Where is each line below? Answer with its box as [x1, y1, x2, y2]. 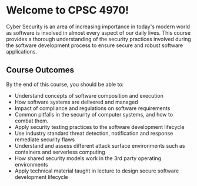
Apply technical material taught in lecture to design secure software [14, 167, 179, 174]
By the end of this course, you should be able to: [6, 81, 124, 88]
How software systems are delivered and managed [14, 98, 138, 105]
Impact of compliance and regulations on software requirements [14, 104, 171, 112]
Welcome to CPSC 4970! [6, 4, 129, 17]
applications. [6, 48, 37, 55]
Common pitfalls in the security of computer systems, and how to [14, 111, 173, 118]
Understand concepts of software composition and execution [14, 92, 163, 99]
